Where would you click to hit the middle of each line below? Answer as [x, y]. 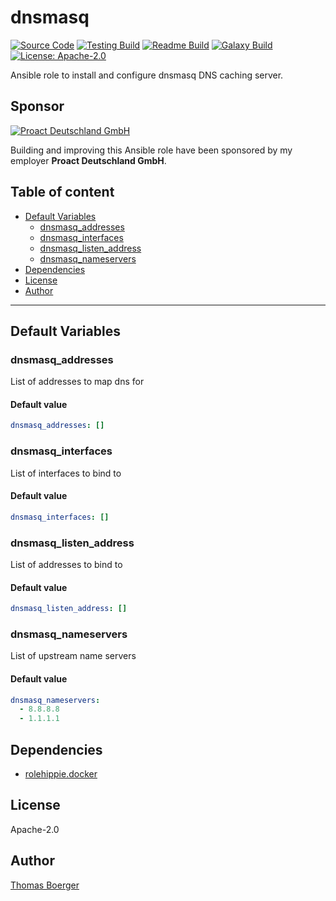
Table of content [62, 192]
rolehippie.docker [61, 774]
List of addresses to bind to [66, 564]
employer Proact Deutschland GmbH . [88, 160]
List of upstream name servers [73, 656]
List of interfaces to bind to [66, 473]
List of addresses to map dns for [77, 382]
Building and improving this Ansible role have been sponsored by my [151, 150]
